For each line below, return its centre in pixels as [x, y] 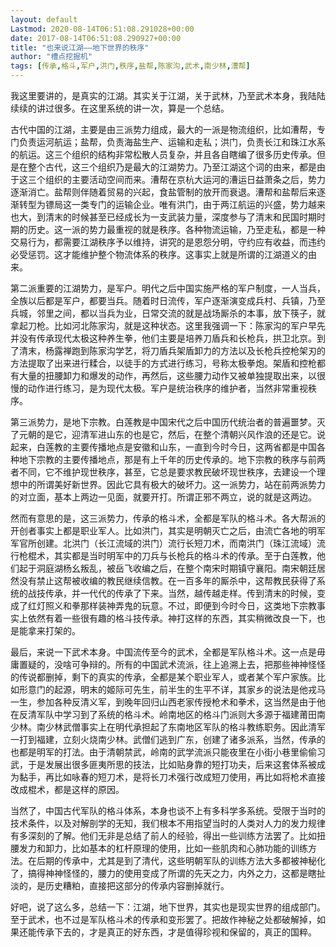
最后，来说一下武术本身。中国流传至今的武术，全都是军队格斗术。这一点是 [163, 652]
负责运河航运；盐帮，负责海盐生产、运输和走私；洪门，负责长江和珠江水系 [172, 142]
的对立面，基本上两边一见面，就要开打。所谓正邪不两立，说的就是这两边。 [163, 497]
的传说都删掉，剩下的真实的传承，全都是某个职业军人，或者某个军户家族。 [163, 677]
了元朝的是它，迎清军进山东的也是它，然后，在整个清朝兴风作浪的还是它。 [163, 434]
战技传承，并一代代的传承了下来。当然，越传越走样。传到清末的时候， [172, 593]
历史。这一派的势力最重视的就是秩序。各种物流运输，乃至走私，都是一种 [176, 229]
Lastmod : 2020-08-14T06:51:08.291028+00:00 [102, 29]
